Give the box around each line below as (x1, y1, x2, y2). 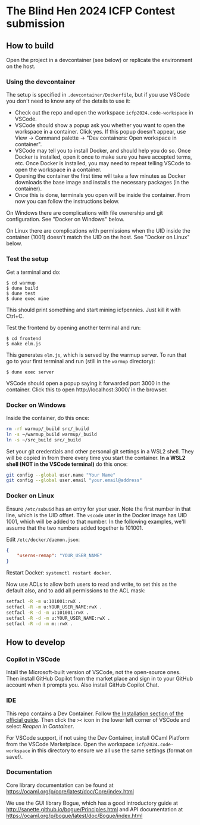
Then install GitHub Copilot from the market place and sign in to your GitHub (6, 675, 193, 682)
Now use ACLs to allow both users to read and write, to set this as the (6, 580, 177, 588)
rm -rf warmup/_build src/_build (6, 425, 89, 432)
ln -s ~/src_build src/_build (6, 437, 82, 443)
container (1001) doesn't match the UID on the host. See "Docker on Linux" (6, 234, 190, 241)
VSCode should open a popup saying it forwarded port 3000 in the (6, 379, 170, 387)
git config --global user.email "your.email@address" (6, 477, 143, 484)
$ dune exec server (6, 369, 55, 375)
